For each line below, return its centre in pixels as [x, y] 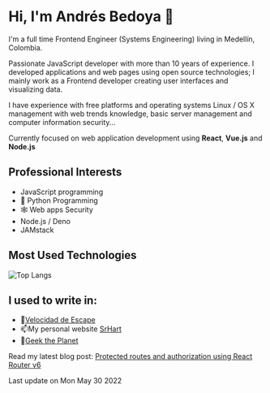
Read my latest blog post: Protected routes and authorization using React [131, 356]
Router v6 [25, 365]
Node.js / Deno [45, 221]
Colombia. [26, 47]
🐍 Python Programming [59, 200]
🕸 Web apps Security [56, 209]
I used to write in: [53, 300]
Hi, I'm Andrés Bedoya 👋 [91, 17]
